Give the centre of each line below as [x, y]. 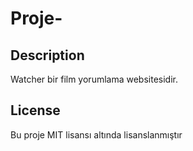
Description [47, 55]
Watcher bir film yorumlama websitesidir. [94, 79]
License [35, 110]
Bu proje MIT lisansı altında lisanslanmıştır [96, 134]
